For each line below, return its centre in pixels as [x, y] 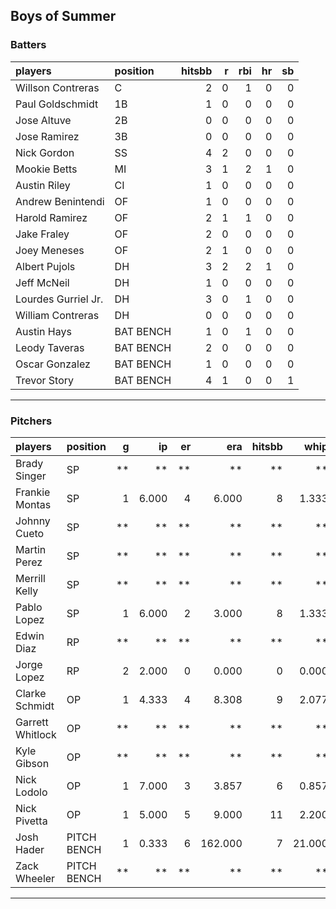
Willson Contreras [57, 87]
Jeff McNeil [42, 282]
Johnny [33, 521]
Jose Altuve [43, 120]
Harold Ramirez [51, 217]
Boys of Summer [63, 16]
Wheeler [35, 878]
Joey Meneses [50, 250]
